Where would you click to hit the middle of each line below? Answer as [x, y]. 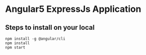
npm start [15, 48]
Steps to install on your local [50, 27]
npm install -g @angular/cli [35, 39]
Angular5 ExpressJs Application [73, 9]
